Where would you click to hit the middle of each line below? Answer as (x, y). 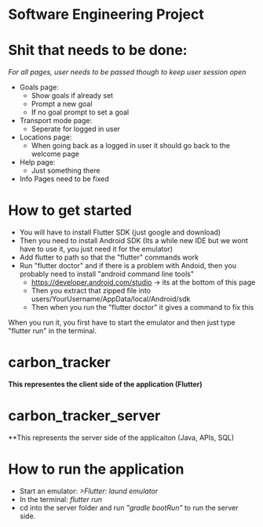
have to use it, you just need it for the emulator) (96, 249)
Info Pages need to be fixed (64, 179)
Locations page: (46, 137)
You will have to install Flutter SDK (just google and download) (120, 232)
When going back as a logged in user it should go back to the (130, 146)
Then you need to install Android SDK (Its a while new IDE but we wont (134, 241)
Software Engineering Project (106, 15)
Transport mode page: (56, 121)
